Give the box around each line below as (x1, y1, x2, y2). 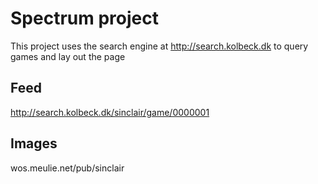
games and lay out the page (10, 50, 126, 62)
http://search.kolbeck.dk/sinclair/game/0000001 (10, 106, 210, 118)
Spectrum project (10, 7, 159, 30)
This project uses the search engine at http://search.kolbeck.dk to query (10, 40, 309, 52)
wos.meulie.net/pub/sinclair (10, 162, 125, 174)
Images (10, 135, 58, 152)
